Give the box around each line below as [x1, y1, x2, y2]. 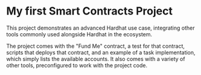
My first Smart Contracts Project [6, 4, 173, 18]
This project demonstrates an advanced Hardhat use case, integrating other [6, 24, 195, 31]
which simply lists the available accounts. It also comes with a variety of [6, 55, 185, 62]
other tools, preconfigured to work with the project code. [6, 62, 148, 69]
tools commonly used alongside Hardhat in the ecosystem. [6, 30, 153, 37]
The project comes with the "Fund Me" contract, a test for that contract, [6, 42, 185, 50]
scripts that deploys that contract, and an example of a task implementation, [6, 48, 196, 56]
